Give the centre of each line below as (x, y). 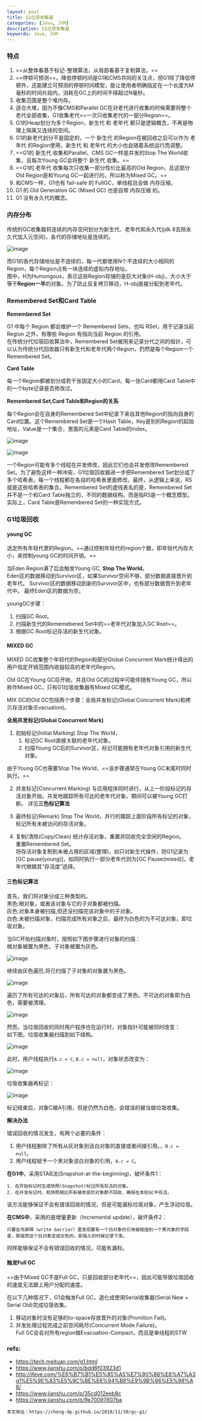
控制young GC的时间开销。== (59, 556)
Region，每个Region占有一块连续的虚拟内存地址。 (69, 268)
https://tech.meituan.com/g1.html (56, 1362)
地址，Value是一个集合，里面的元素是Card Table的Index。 (79, 429)
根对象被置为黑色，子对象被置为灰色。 (54, 946)
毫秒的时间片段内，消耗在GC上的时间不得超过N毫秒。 (82, 93)
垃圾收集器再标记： (31, 1083)
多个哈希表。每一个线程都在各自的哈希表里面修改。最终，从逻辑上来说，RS (100, 480)
